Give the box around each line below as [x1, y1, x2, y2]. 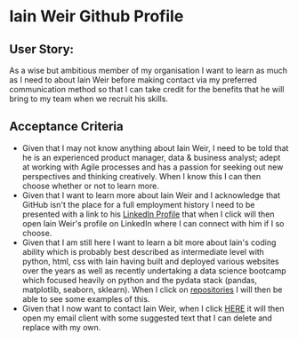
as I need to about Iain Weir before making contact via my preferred [9, 75, 258, 85]
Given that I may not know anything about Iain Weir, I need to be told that [21, 142, 289, 153]
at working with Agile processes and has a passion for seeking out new [21, 162, 284, 172]
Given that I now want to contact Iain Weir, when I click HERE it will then [21, 303, 285, 313]
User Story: [9, 42, 74, 57]
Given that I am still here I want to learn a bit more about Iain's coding [21, 237, 277, 248]
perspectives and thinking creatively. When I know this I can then [21, 170, 262, 181]
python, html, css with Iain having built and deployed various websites [21, 256, 279, 266]
